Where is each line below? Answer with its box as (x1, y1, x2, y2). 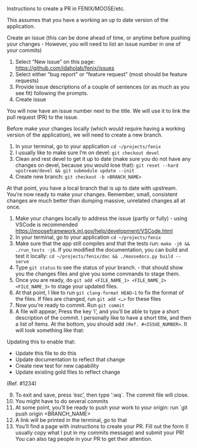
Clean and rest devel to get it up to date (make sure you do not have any (15, 155, 191, 162)
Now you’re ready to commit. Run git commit (15, 301, 125, 309)
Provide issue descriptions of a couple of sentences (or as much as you (15, 83, 190, 90)
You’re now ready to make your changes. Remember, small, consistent (6, 191, 178, 197)
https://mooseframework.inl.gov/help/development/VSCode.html (15, 228, 173, 234)
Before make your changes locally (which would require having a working (6, 125, 185, 132)
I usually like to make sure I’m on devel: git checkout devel (15, 149, 160, 156)
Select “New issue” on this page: (15, 59, 95, 65)
